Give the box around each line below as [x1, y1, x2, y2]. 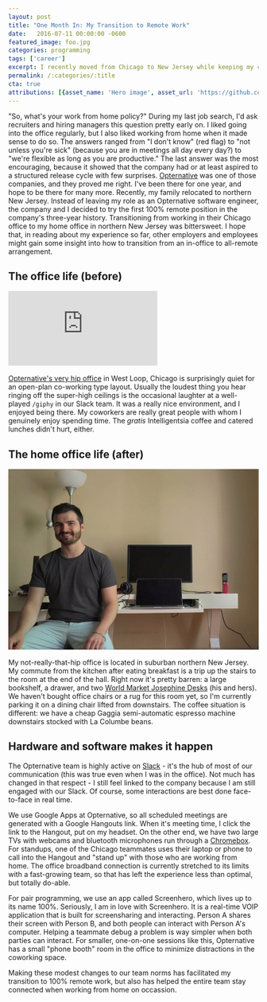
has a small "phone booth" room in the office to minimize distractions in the [8, 944, 255, 953]
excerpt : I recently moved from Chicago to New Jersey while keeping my [8, 64, 254, 72]
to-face [8, 794, 33, 804]
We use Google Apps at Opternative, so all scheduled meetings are [8, 810, 228, 820]
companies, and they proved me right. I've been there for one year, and [8, 179, 242, 189]
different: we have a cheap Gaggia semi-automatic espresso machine [8, 708, 236, 718]
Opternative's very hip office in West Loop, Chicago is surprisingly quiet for [8, 374, 255, 384]
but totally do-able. [8, 878, 71, 887]
